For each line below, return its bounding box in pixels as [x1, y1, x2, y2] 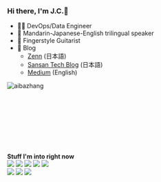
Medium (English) [27, 68, 78, 77]
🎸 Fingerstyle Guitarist [17, 37, 80, 45]
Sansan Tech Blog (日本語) [27, 61, 103, 69]
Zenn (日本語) [27, 52, 67, 61]
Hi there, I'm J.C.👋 [7, 6, 69, 16]
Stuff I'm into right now [7, 152, 74, 161]
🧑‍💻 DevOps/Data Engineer [17, 22, 92, 30]
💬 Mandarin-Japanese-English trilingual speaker [17, 29, 154, 37]
